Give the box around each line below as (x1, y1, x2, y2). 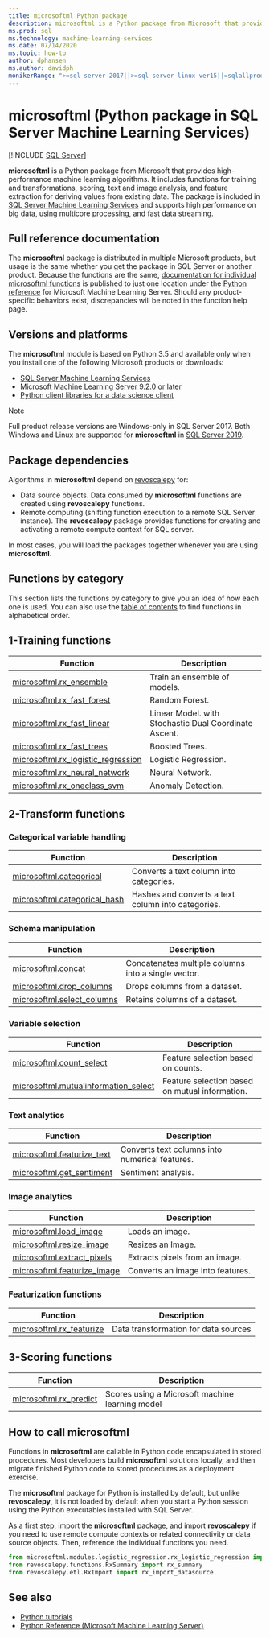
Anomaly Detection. (149, 780, 224, 791)
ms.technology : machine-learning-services (8, 34, 153, 43)
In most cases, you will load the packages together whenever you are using (8, 540, 259, 550)
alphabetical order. (8, 610, 71, 620)
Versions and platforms (8, 328, 129, 341)
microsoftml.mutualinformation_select (12, 1080, 155, 1091)
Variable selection (8, 1017, 81, 1029)
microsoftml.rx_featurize (12, 1323, 104, 1335)
